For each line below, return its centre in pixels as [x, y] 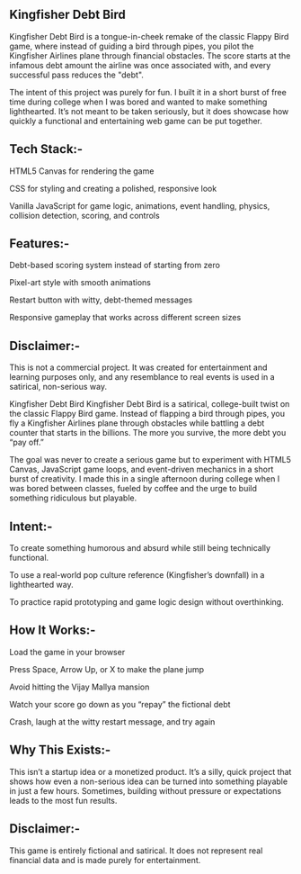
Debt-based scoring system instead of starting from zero [115, 266]
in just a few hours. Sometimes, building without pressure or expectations [145, 790]
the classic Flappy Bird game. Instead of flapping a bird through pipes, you [147, 414]
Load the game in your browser [67, 652]
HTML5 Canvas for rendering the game [82, 171]
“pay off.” [27, 442]
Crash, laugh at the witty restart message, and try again [112, 721]
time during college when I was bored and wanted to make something [138, 102]
